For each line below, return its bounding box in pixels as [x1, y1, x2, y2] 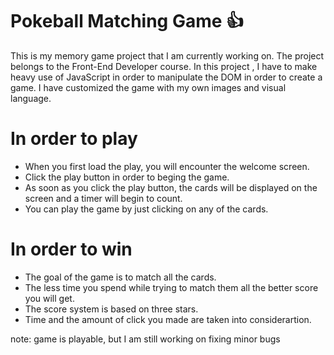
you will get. [24, 292, 75, 304]
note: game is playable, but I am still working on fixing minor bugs [10, 333, 281, 345]
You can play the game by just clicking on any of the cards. [24, 203, 269, 215]
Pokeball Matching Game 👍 [10, 10, 245, 33]
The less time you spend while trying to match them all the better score [24, 281, 319, 293]
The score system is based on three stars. [24, 303, 199, 315]
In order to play [10, 128, 138, 150]
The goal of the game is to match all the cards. [24, 271, 217, 283]
